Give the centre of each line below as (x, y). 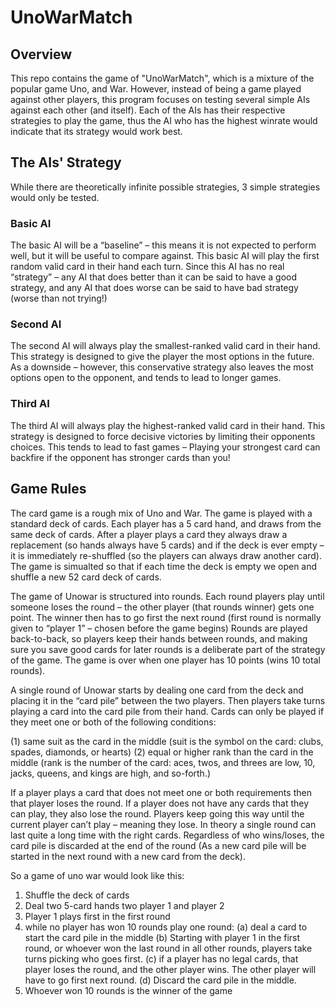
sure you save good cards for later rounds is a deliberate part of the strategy (168, 649)
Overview (41, 54)
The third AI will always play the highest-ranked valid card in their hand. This (168, 425)
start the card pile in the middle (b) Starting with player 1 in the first (162, 937)
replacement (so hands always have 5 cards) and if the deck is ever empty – (167, 545)
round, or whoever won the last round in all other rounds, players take (168, 948)
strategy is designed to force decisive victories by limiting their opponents (163, 436)
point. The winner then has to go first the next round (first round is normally (166, 617)
